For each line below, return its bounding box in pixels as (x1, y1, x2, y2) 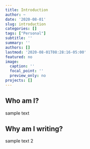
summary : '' (5, 40, 30, 45)
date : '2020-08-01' (5, 17, 46, 22)
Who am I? (5, 96, 39, 105)
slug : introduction (5, 21, 46, 27)
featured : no (5, 54, 33, 60)
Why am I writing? (5, 124, 63, 133)
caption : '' (10, 64, 35, 69)
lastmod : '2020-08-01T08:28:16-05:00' (5, 49, 86, 55)
